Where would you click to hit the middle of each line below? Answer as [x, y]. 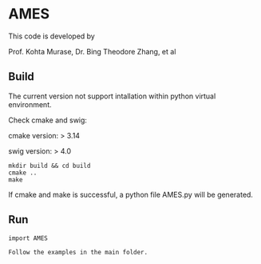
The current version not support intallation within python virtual [112, 96]
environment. [30, 104]
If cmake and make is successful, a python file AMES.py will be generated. [131, 194]
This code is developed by [52, 36]
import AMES [28, 238]
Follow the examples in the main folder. [78, 252]
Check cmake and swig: [48, 120]
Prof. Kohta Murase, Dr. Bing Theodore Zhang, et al [92, 51]
